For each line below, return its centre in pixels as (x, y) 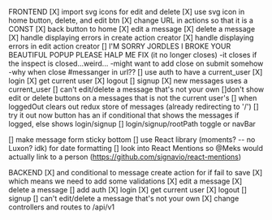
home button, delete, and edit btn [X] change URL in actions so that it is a (131, 20)
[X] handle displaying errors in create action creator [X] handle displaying (131, 37)
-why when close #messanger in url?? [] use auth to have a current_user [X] (136, 72)
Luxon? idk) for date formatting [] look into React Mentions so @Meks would (136, 148)
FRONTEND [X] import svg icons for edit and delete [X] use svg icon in (127, 12)
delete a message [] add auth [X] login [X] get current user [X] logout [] (128, 190)
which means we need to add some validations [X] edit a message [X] (125, 181)
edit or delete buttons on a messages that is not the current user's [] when (133, 98)
